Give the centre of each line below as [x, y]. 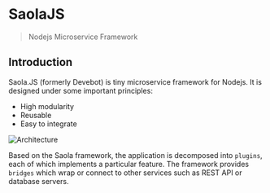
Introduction [41, 62]
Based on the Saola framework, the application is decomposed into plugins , [135, 155]
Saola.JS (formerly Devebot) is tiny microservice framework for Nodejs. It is [135, 81]
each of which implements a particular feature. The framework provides [129, 164]
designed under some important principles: [81, 90]
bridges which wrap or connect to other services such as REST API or [125, 173]
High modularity [47, 106]
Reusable [36, 115]
